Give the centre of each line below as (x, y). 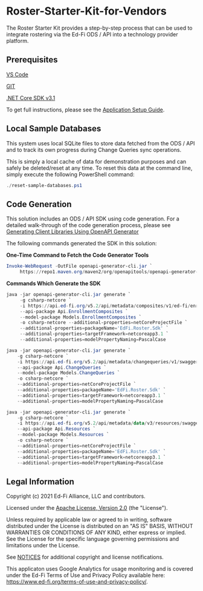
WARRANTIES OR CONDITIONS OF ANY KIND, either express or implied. (96, 533)
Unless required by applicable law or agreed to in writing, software (89, 520)
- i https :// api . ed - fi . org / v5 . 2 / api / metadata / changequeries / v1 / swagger (108, 362)
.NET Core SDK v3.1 (31, 97)
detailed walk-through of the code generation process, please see (89, 225)
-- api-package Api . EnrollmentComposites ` (74, 311)
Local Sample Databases (54, 129)
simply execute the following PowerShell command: (70, 174)
